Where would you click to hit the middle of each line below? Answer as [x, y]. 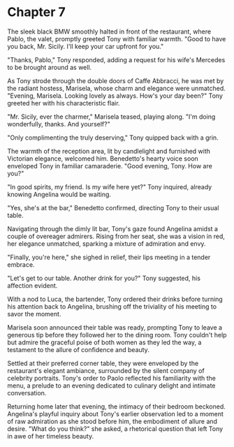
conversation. [27, 393]
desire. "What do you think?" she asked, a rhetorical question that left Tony [115, 428]
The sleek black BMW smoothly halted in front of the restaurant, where [109, 31]
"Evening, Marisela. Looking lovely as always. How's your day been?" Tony [115, 96]
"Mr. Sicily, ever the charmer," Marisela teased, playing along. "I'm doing [111, 117]
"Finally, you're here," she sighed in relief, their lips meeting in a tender [109, 257]
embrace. [21, 264]
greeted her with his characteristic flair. [64, 103]
